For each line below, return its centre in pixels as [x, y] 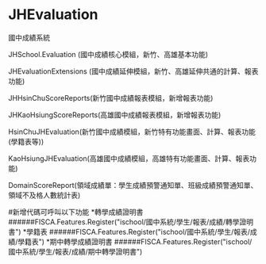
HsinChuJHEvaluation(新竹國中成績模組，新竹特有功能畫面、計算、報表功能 [132, 132]
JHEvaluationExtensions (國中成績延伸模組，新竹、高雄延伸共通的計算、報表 [133, 71]
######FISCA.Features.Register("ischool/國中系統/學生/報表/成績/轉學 [124, 222]
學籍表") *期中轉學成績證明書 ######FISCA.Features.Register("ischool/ [135, 241]
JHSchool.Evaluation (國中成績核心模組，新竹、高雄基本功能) [108, 54]
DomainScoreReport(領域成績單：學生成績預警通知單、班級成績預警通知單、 [133, 185]
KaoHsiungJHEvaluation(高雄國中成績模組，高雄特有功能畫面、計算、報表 [129, 158]
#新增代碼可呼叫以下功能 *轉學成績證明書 [76, 212]
